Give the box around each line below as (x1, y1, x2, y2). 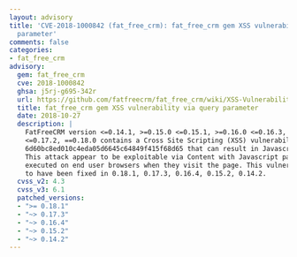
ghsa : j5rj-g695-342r (17, 87, 97, 95)
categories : (9, 46, 53, 55)
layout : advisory (9, 12, 73, 22)
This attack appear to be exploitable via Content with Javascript (25, 152, 278, 162)
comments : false (9, 37, 69, 47)
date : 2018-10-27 (17, 111, 81, 120)
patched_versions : (17, 193, 86, 203)
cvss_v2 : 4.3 (17, 178, 65, 186)
